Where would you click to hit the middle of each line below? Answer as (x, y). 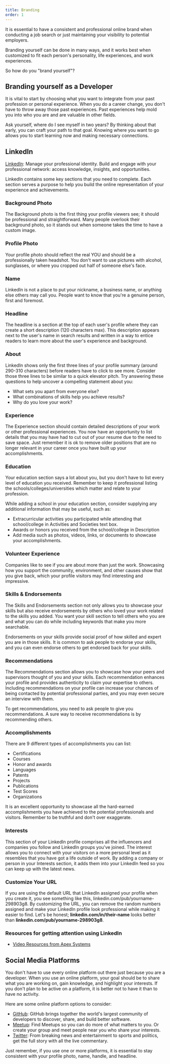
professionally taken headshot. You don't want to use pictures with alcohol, (84, 260)
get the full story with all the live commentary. (60, 1041)
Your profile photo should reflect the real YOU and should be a (71, 254)
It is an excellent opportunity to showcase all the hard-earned (70, 807)
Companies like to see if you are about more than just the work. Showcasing (85, 565)
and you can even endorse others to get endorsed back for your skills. (79, 647)
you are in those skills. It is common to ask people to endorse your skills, (81, 642)
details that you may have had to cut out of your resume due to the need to (83, 437)
